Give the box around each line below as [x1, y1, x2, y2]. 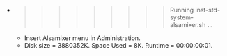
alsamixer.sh [169, 21, 206, 28]
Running [169, 6, 194, 14]
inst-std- [194, 6, 221, 14]
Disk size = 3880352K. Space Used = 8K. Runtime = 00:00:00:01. [24, 41, 213, 49]
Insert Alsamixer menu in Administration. [24, 34, 141, 42]
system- [169, 13, 194, 21]
